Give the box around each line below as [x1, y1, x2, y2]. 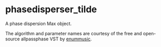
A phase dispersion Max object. [5, 20, 72, 27]
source [5, 36, 20, 42]
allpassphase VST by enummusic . [21, 36, 92, 42]
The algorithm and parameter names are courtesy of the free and [5, 30, 142, 36]
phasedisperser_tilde [5, 4, 97, 15]
